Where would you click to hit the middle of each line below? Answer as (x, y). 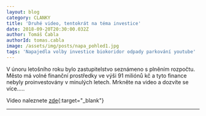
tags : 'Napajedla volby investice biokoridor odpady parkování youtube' (101, 52)
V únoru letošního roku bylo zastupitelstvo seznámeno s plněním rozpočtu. (101, 69)
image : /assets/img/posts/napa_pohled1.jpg (63, 46)
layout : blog (23, 12)
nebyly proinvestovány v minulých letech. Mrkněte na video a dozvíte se (97, 82)
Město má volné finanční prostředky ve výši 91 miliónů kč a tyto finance (97, 75)
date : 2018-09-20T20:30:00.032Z (48, 29)
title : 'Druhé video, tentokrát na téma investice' (74, 23)
